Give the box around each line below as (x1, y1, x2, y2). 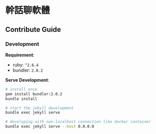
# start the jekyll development (5, 105, 74, 111)
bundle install (5, 96, 38, 102)
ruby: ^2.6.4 (12, 61, 39, 68)
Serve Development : (5, 77, 50, 83)
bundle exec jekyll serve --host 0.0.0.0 (5, 124, 95, 129)
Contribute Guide (5, 25, 61, 33)
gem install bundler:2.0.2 (5, 91, 63, 96)
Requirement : (5, 52, 35, 58)
